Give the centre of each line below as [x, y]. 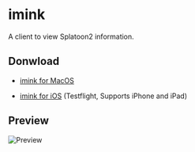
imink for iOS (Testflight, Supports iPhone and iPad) [103, 96]
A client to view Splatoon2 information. [71, 36]
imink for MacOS [47, 80]
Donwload [34, 61]
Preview [29, 121]
